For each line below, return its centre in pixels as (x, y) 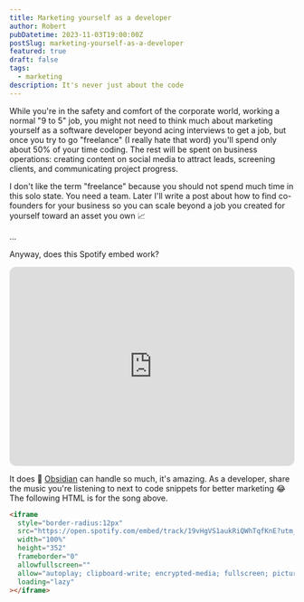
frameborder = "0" (48, 557)
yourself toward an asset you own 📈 (78, 215)
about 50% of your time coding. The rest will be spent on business (133, 149)
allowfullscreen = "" (54, 565)
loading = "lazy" (46, 582)
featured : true (38, 52)
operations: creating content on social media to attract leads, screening (142, 158)
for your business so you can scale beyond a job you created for (165, 205)
